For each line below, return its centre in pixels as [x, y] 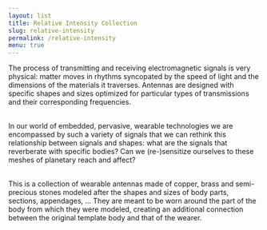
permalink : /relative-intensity [62, 38]
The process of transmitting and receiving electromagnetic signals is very [130, 68]
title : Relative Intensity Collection [73, 23]
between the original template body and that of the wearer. [105, 218]
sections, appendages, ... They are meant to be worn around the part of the [132, 201]
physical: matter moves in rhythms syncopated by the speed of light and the [134, 77]
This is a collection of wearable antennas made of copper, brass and [121, 184]
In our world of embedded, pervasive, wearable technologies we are [121, 126]
